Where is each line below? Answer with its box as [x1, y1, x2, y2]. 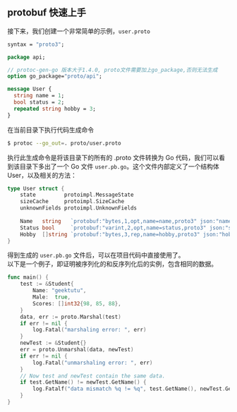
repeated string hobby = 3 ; [13, 105, 97, 112]
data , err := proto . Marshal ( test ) [20, 313, 121, 320]
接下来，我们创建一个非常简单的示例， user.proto [7, 27, 150, 35]
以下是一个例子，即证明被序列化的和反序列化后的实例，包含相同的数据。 [7, 260, 217, 268]
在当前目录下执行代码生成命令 [7, 126, 94, 134]
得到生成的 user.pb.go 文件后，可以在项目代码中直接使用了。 [7, 251, 185, 260]
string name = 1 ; [13, 92, 65, 99]
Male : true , [32, 293, 71, 301]
